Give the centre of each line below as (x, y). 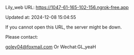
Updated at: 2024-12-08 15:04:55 (41, 17)
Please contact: (22, 37)
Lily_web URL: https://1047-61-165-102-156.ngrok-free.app (67, 7)
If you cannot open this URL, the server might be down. (63, 27)
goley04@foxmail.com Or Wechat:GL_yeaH (51, 47)
